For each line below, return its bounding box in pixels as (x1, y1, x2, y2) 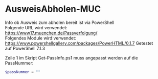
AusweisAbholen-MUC (5, 3, 101, 15)
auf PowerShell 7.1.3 (5, 45, 45, 51)
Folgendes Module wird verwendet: (5, 35, 77, 41)
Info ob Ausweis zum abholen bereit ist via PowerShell (5, 20, 114, 25)
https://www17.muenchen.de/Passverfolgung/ (5, 30, 98, 36)
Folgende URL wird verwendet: (5, 24, 68, 30)
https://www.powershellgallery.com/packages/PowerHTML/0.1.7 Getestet (5, 40, 153, 46)
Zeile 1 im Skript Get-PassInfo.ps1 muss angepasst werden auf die (5, 55, 138, 60)
